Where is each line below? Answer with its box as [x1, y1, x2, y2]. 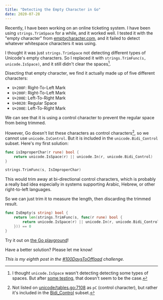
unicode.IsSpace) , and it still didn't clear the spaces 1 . [5, 60, 111, 67]
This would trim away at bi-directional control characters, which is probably [5, 176, 156, 182]
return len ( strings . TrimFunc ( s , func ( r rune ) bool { [14, 215, 123, 220]
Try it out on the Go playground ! [5, 237, 69, 243]
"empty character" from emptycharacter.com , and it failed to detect [5, 35, 140, 41]
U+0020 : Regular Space [12, 100, 57, 106]
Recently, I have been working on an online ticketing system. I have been [5, 25, 150, 31]
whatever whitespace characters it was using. [5, 40, 97, 46]
